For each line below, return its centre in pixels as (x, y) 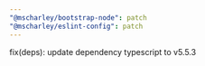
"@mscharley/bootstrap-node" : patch (78, 18)
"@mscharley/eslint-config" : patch (76, 26)
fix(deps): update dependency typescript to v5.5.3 (103, 52)
